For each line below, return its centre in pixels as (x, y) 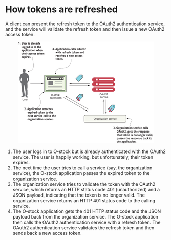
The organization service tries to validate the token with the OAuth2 (84, 184)
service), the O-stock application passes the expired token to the (81, 173)
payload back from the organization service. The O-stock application (85, 217)
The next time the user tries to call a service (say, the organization (82, 168)
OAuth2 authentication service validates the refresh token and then (83, 228)
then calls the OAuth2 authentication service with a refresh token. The (87, 222)
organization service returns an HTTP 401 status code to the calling (84, 201)
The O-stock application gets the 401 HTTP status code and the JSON (87, 211)
